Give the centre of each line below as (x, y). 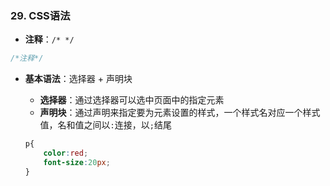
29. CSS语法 (40, 15)
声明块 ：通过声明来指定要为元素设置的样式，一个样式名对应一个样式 (180, 113)
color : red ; (66, 153)
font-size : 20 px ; (77, 162)
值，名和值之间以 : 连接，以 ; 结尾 (105, 125)
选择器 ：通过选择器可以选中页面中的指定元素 (132, 100)
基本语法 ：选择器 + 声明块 (78, 79)
